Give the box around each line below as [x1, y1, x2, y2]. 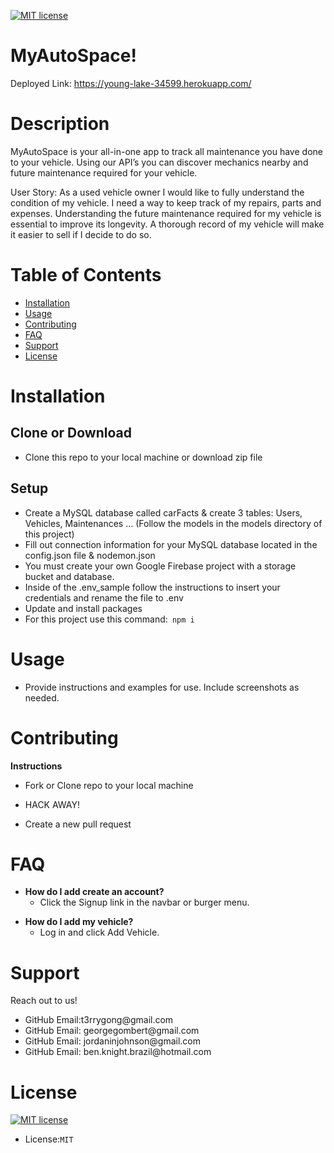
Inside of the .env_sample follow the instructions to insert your [24, 581, 281, 593]
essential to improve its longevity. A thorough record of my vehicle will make [10, 218, 325, 230]
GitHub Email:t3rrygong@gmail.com [24, 1014, 174, 1026]
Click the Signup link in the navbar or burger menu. [39, 896, 250, 909]
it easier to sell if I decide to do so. [10, 228, 152, 240]
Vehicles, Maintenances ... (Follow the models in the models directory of [24, 517, 323, 529]
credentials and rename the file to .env [24, 591, 184, 604]
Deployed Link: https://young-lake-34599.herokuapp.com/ [10, 77, 252, 89]
